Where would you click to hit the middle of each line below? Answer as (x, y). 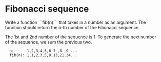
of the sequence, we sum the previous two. (49, 42)
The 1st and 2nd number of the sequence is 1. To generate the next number (80, 37)
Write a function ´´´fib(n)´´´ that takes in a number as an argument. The (76, 22)
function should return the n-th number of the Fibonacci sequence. (72, 27)
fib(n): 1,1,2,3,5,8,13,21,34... (43, 55)
